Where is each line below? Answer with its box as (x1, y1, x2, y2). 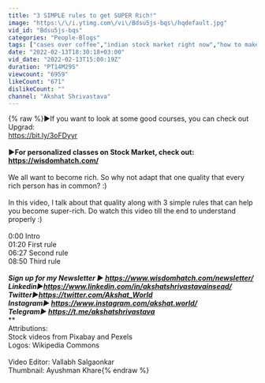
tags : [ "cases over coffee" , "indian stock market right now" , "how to (8, 41, 242, 49)
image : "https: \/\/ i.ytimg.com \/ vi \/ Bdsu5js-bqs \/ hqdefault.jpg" (8, 19, 227, 27)
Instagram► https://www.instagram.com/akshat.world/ (8, 299, 198, 308)
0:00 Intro (8, 231, 41, 241)
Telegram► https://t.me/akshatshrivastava (8, 307, 155, 317)
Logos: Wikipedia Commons (8, 340, 100, 350)
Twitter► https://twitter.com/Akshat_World (8, 290, 153, 300)
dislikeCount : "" (8, 84, 65, 93)
